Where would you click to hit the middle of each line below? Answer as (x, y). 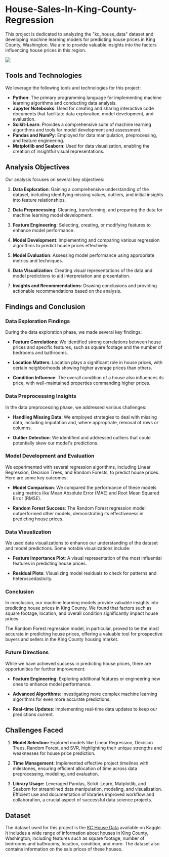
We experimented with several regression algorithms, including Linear (78, 467)
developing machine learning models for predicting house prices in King (80, 39)
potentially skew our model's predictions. (55, 443)
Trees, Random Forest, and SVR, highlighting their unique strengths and (87, 748)
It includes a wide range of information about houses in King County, (77, 833)
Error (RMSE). (27, 498)
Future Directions (27, 652)
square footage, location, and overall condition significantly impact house (82, 613)
